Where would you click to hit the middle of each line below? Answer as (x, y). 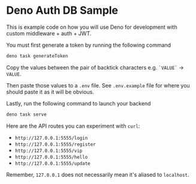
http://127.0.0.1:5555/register (55, 144)
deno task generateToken (37, 56)
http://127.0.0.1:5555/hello (51, 157)
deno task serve (26, 114)
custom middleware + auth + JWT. (49, 33)
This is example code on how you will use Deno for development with (92, 27)
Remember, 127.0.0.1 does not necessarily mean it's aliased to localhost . (98, 174)
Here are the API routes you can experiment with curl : (73, 126)
